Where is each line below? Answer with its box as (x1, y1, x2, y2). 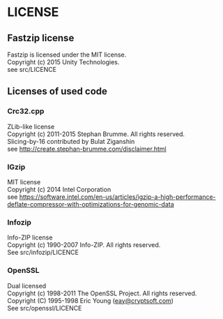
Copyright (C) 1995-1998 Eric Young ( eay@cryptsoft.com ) (7, 296, 174, 304)
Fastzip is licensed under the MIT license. (7, 50, 127, 59)
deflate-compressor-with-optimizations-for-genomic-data (7, 200, 174, 208)
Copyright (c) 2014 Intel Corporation (7, 185, 111, 193)
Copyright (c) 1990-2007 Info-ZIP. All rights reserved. (7, 241, 161, 249)
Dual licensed (7, 281, 47, 290)
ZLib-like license (7, 122, 55, 131)
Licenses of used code (7, 85, 108, 98)
